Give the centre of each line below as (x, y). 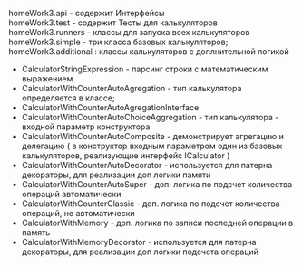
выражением (47, 79)
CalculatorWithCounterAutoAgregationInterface (110, 107)
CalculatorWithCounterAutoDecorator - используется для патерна (147, 165)
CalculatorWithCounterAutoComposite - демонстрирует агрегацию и (153, 136)
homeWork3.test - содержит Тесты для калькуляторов (113, 23)
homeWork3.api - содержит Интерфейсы (87, 13)
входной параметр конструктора (86, 127)
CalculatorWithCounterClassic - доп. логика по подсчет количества (151, 204)
